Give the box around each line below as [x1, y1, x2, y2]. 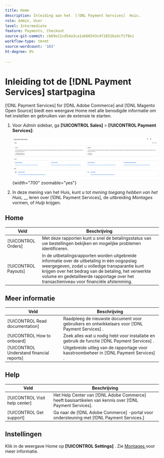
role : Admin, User [5, 18, 42, 23]
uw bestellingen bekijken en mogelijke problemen [41, 240, 142, 247]
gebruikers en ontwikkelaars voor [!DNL [63, 321, 143, 326]
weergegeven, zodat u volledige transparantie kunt [41, 263, 144, 269]
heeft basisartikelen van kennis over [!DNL [53, 397, 139, 403]
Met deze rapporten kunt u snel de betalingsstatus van [41, 235, 152, 241]
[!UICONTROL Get [7, 409, 44, 415]
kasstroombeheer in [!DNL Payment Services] [63, 350, 155, 356]
